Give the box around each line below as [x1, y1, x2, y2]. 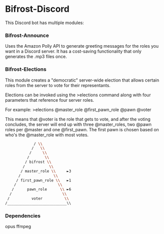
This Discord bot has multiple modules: [5, 20, 84, 26]
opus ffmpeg [5, 224, 31, 230]
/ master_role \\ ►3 [20, 169, 71, 174]
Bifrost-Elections [5, 66, 47, 73]
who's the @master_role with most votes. [5, 132, 89, 138]
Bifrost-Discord [5, 3, 70, 15]
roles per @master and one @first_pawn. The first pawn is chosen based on [5, 126, 159, 132]
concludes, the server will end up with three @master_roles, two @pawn [5, 121, 152, 127]
